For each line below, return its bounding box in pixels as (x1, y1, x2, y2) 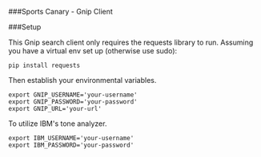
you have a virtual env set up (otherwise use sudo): (8, 46, 178, 55)
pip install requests (8, 61, 81, 69)
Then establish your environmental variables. (8, 76, 157, 84)
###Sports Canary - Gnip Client (8, 7, 114, 16)
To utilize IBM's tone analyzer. (8, 119, 107, 128)
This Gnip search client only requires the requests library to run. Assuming (8, 37, 254, 47)
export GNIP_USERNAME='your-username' (8, 91, 138, 99)
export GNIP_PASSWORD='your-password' (8, 98, 138, 106)
